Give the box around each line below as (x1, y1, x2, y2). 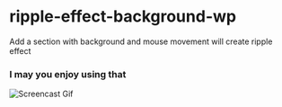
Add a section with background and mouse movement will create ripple (9, 36, 273, 47)
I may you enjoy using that (9, 67, 127, 80)
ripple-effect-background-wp (9, 6, 236, 27)
